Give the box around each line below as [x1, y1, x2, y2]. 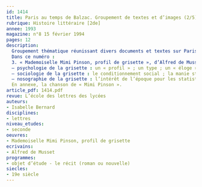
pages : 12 [6, 37, 31, 43]
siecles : [6, 166, 28, 172]
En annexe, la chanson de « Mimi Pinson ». [11, 82, 122, 88]
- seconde [6, 127, 31, 133]
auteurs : [6, 98, 28, 104]
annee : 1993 [6, 25, 36, 32]
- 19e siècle [6, 171, 39, 178]
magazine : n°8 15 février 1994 [6, 31, 85, 37]
